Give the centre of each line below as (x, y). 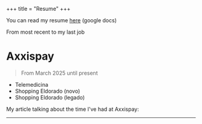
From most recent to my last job (46, 32)
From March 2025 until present (59, 73)
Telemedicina (32, 84)
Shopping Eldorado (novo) (47, 91)
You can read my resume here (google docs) (62, 20)
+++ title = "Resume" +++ (38, 9)
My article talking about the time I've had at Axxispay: (73, 109)
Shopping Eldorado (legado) (50, 97)
